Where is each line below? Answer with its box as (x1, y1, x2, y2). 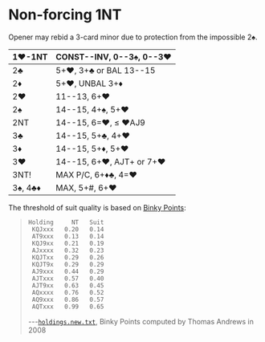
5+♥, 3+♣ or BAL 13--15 (55, 64, 156, 75)
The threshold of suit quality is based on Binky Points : (8, 202, 186, 212)
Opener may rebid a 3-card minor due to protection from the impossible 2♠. (8, 32, 258, 42)
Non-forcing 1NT (8, 6, 122, 24)
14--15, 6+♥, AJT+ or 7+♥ (55, 156, 166, 167)
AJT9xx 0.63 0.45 (31, 281, 104, 290)
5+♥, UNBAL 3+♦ (55, 78, 123, 89)
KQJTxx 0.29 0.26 (31, 253, 104, 262)
